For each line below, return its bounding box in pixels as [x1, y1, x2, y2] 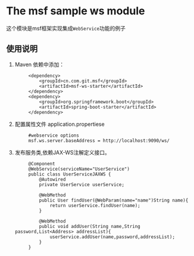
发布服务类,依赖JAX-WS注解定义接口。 [14, 149, 110, 156]
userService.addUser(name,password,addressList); [49, 234, 176, 240]
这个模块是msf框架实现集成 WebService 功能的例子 [6, 24, 126, 32]
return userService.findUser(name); [49, 202, 141, 208]
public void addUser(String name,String [39, 223, 141, 229]
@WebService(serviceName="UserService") [28, 166, 130, 172]
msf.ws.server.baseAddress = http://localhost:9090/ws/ [28, 137, 170, 144]
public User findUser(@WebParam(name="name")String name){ [39, 197, 189, 203]
